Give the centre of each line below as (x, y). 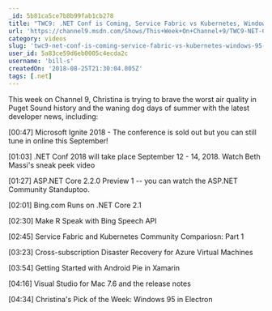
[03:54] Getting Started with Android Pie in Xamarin (94, 267)
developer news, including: (53, 116)
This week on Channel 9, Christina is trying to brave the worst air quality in (133, 99)
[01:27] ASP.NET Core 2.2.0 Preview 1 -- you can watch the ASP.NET (123, 181)
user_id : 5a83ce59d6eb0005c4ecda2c (68, 53)
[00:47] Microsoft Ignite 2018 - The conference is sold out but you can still (132, 132)
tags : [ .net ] (30, 76)
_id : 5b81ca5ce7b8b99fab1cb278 (61, 16)
